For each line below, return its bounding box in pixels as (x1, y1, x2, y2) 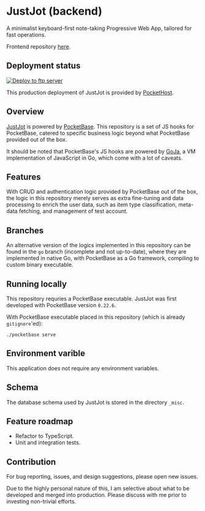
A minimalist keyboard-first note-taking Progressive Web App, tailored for (6, 24, 192, 32)
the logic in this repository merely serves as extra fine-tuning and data (6, 195, 184, 202)
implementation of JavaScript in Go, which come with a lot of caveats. (6, 154, 183, 162)
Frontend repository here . (6, 43, 71, 50)
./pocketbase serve (6, 332, 56, 338)
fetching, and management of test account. (18, 207, 129, 215)
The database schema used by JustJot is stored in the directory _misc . (6, 398, 185, 406)
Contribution (6, 457, 56, 467)
